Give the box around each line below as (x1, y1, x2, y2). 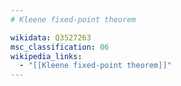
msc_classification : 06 (10, 42, 110, 52)
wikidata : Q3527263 (10, 32, 92, 43)
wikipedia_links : (10, 51, 83, 61)
